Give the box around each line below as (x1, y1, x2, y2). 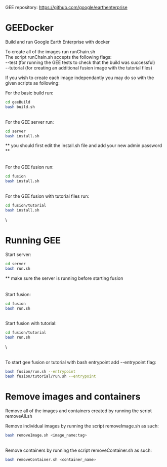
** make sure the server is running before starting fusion (5, 275, 123, 281)
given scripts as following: (5, 80, 60, 86)
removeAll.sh (5, 413, 33, 419)
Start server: (5, 251, 31, 258)
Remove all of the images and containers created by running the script (5, 408, 152, 414)
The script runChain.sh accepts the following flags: (5, 54, 112, 60)
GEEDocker (5, 22, 54, 33)
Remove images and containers (5, 391, 141, 403)
